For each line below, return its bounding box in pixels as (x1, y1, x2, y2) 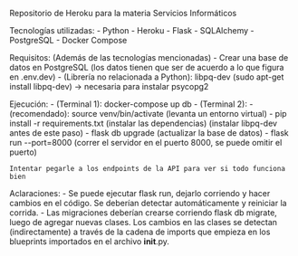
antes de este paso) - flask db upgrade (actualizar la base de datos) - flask (9, 128, 289, 138)
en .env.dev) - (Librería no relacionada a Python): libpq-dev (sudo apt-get (9, 71, 284, 82)
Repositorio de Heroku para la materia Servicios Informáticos (9, 8, 237, 18)
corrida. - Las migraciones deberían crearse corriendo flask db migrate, (9, 207, 278, 218)
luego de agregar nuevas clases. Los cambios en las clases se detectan (9, 217, 278, 227)
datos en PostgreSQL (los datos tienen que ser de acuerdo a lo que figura (9, 62, 284, 72)
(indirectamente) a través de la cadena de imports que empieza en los (9, 226, 271, 237)
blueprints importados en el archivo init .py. (9, 236, 170, 247)
